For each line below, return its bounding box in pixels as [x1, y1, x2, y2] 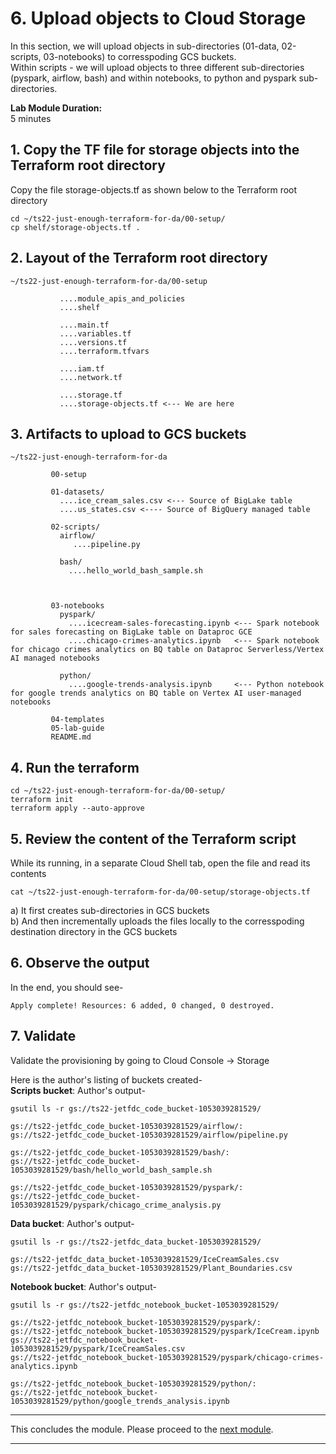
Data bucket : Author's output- [10, 1217, 135, 1229]
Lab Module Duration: [10, 102, 103, 114]
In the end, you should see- [10, 981, 124, 993]
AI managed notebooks [10, 653, 101, 664]
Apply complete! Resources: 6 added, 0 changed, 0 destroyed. [10, 1000, 275, 1011]
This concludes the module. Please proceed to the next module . [10, 1423, 274, 1435]
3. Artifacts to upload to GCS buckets [10, 425, 247, 442]
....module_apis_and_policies [59, 293, 186, 304]
